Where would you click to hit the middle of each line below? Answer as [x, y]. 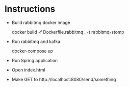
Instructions [30, 9]
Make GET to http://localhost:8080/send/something [64, 79]
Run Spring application [35, 60]
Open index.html [28, 70]
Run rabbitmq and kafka [36, 41]
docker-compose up [32, 51]
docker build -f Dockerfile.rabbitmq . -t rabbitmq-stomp [68, 32]
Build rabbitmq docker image [41, 22]
